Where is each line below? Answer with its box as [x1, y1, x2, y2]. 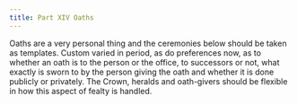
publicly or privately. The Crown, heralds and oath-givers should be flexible [9, 75, 288, 86]
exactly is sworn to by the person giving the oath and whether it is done [9, 66, 275, 77]
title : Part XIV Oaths [9, 13, 94, 22]
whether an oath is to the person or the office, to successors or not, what [9, 57, 280, 67]
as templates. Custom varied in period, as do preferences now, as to [9, 47, 262, 58]
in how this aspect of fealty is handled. [9, 85, 153, 96]
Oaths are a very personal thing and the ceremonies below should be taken [9, 38, 287, 48]
